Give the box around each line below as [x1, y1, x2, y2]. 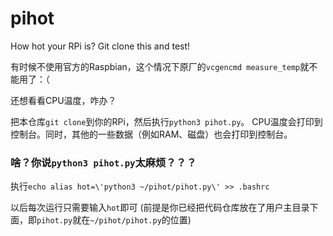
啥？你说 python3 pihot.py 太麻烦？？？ [10, 155, 197, 169]
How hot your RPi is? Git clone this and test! [10, 40, 191, 52]
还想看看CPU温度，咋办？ [10, 94, 117, 106]
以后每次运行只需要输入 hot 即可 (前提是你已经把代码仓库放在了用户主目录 [10, 202, 310, 214]
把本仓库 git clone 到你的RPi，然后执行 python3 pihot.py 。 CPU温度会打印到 [10, 115, 323, 127]
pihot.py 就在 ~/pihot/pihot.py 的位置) [36, 214, 192, 226]
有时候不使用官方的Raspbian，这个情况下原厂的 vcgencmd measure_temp [10, 60, 301, 72]
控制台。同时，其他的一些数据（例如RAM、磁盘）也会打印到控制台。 [10, 128, 293, 140]
